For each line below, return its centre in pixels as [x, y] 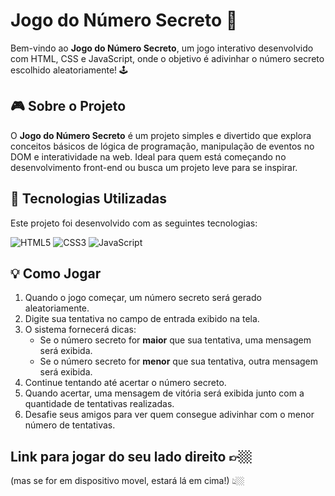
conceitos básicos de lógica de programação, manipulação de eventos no [162, 146]
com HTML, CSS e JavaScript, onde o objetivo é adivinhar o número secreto [167, 58]
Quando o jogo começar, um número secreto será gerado [143, 298]
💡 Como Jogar [56, 273]
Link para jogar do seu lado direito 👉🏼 [131, 456]
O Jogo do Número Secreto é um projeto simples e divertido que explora [161, 135]
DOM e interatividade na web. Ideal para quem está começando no [148, 156]
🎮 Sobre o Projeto [68, 106]
